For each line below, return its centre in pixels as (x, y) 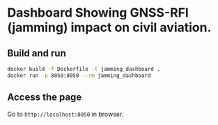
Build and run (37, 53)
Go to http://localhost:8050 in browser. (65, 114)
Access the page (45, 98)
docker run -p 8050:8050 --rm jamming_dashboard (79, 75)
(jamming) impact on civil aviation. (109, 27)
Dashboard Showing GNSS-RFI (98, 13)
